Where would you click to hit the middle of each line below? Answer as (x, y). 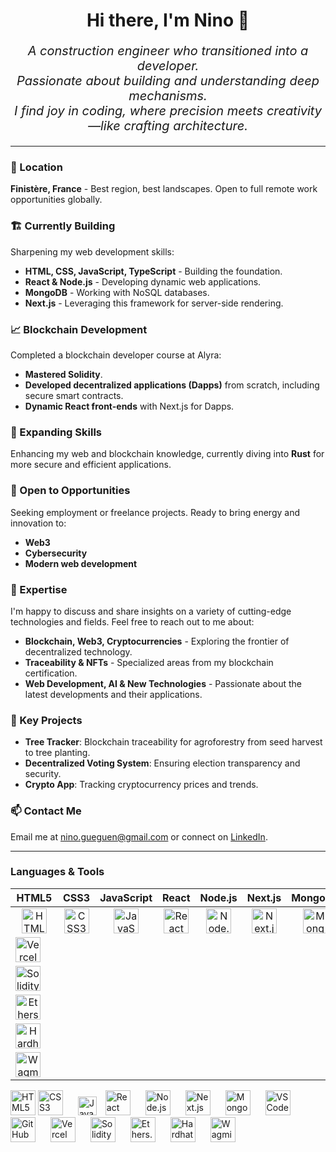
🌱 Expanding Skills (56, 432)
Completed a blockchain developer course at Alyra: (116, 355)
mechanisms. (168, 96)
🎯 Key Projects (46, 720)
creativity (294, 111)
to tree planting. (57, 753)
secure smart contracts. (74, 396)
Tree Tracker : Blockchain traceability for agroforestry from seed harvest (173, 742)
